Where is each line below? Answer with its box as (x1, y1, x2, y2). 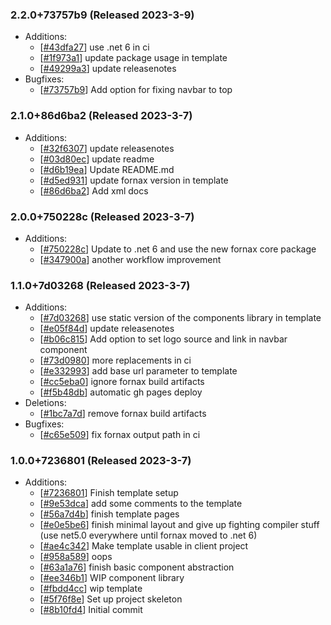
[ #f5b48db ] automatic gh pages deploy (39, 386, 203, 398)
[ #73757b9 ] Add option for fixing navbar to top (39, 84, 233, 96)
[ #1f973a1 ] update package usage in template (39, 52, 228, 64)
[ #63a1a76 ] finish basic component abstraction (39, 561, 235, 573)
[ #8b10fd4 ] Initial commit (39, 604, 143, 616)
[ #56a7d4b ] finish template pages (39, 508, 180, 520)
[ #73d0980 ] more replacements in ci (39, 354, 192, 367)
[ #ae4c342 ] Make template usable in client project (39, 540, 249, 552)
